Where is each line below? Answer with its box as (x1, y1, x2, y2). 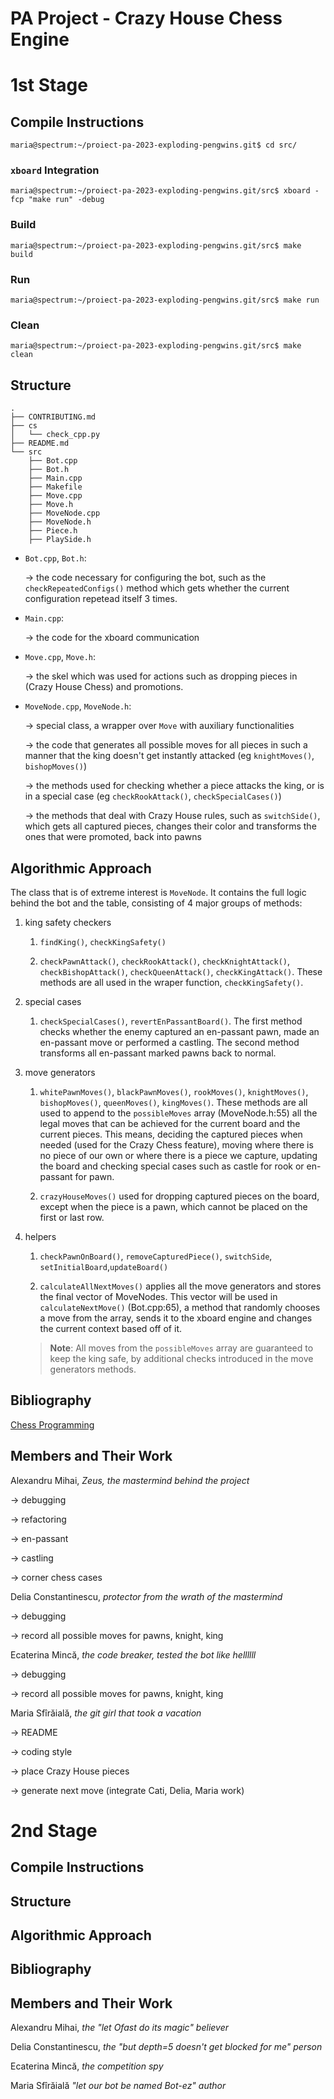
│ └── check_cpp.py (10, 430, 101, 440)
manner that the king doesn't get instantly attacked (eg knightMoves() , (24, 750, 315, 762)
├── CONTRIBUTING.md (10, 412, 97, 422)
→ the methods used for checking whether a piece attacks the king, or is (24, 780, 325, 792)
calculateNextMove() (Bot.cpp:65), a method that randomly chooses (39, 1302, 321, 1313)
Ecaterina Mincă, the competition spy (10, 2060, 164, 2072)
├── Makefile (28, 482, 83, 492)
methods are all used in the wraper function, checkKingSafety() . (39, 977, 304, 988)
